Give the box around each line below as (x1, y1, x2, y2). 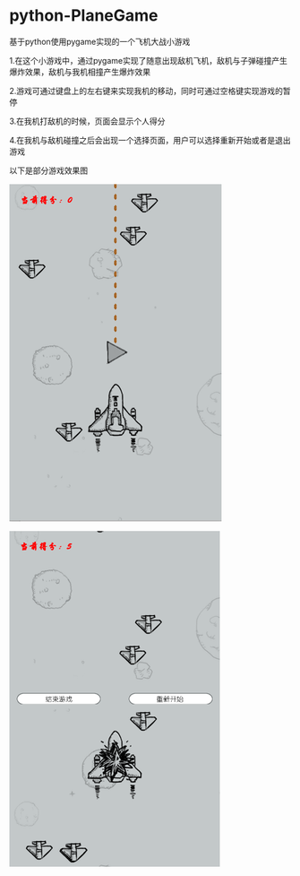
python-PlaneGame (9, 5, 159, 26)
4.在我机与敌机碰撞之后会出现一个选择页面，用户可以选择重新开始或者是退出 (9, 134, 291, 145)
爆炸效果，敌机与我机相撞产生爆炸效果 (9, 66, 150, 77)
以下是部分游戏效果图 (9, 165, 88, 176)
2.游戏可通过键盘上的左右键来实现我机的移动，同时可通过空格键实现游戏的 (9, 85, 284, 96)
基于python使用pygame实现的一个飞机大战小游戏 (9, 36, 191, 47)
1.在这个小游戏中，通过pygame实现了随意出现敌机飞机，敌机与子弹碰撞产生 (9, 55, 288, 65)
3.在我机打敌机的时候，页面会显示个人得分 (9, 116, 166, 126)
